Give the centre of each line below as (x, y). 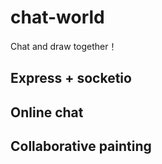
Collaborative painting (81, 146)
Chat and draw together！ (64, 46)
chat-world (57, 17)
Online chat (47, 112)
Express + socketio (71, 78)
